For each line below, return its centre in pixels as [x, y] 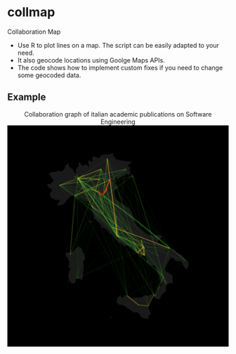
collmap [31, 12]
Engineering [118, 122]
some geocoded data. [49, 75]
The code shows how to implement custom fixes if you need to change [120, 67]
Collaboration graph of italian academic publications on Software [118, 114]
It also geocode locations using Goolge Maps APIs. [91, 60]
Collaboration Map [34, 32]
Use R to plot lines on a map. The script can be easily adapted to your [118, 45]
